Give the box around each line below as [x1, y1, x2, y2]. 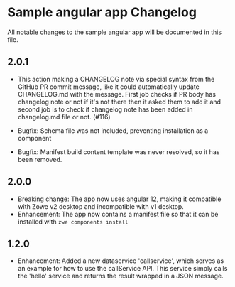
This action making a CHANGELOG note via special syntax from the [17, 75, 215, 83]
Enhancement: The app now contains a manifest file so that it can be [17, 210, 219, 218]
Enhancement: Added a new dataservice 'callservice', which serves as [17, 256, 224, 265]
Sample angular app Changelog [7, 4, 197, 21]
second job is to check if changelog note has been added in [17, 104, 193, 114]
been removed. [17, 155, 62, 163]
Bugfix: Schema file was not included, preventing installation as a [17, 126, 209, 135]
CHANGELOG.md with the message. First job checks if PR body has [17, 90, 217, 98]
